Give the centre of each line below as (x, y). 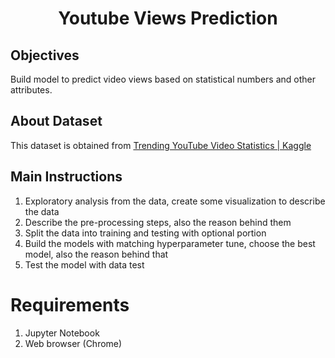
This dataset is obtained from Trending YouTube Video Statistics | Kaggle (161, 145)
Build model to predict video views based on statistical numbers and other (163, 79)
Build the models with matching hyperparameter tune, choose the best (170, 243)
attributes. (31, 90)
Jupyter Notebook (62, 333)
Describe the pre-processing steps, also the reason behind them (158, 222)
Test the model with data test (84, 264)
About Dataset (56, 121)
